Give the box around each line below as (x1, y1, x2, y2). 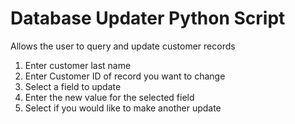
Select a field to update (24, 80, 122, 92)
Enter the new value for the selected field (24, 91, 195, 103)
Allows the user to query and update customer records (10, 40, 236, 52)
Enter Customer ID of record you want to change (24, 70, 226, 82)
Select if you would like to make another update (24, 102, 222, 114)
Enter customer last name (24, 59, 132, 71)
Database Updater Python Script (10, 7, 286, 30)
